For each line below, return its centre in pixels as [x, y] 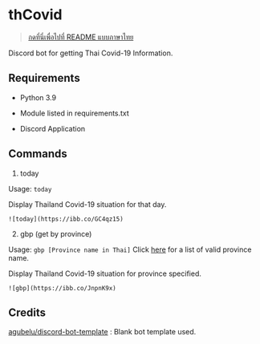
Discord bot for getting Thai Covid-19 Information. [91, 53]
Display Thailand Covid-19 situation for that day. [87, 204]
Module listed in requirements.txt [75, 113]
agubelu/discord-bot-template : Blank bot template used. [102, 332]
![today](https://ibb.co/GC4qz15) [66, 219]
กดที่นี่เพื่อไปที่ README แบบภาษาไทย [81, 37]
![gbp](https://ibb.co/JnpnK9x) [62, 288]
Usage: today [30, 188]
